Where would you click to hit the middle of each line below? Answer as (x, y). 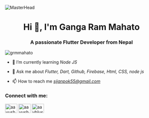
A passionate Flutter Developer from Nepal (82, 42)
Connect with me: (26, 96)
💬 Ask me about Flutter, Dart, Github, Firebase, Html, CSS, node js (78, 72)
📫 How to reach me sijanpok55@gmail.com (56, 81)
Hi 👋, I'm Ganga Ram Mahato (82, 27)
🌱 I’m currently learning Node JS (45, 62)
